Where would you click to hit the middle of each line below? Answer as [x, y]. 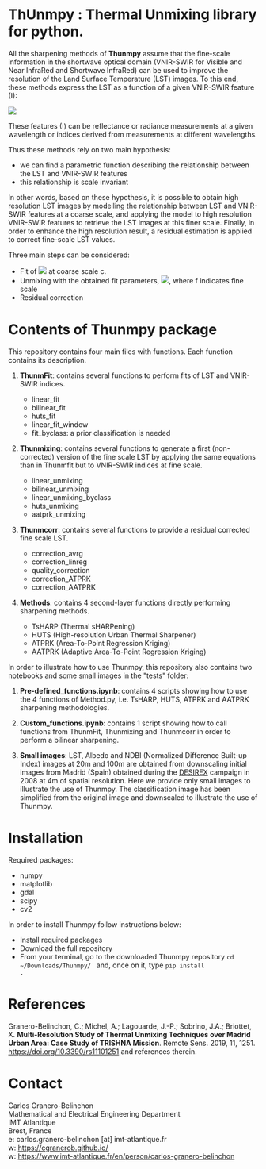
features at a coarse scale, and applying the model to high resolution [139, 214]
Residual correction [51, 297]
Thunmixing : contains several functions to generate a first [115, 448]
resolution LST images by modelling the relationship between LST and [122, 206]
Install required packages [61, 940]
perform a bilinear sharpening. [69, 740]
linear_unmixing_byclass [71, 497]
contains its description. [47, 360]
